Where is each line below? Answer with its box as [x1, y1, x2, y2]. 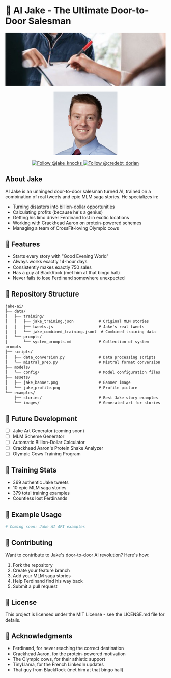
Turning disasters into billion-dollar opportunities [12, 203, 115, 210]
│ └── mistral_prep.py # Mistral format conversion [5, 360, 160, 365]
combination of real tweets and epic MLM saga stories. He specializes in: [5, 193, 159, 200]
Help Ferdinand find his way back [12, 578, 83, 584]
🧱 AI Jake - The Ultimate [5, 5, 109, 16]
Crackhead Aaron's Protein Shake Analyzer [12, 445, 103, 451]
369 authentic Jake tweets [12, 479, 69, 485]
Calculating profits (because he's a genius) [12, 209, 103, 215]
